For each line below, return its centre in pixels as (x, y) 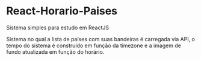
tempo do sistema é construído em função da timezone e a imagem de (94, 45)
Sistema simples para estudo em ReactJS (58, 28)
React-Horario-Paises (62, 11)
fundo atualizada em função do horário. (55, 51)
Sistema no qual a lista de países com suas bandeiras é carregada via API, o (101, 39)
